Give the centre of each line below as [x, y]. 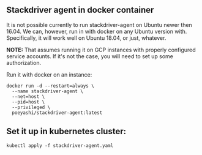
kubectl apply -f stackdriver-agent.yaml [60, 146]
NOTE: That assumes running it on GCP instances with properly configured [101, 50]
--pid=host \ [28, 102]
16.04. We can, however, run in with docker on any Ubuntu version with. [97, 31]
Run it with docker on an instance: [49, 74]
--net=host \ [28, 96]
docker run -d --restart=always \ [50, 86]
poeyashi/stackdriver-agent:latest [57, 113]
